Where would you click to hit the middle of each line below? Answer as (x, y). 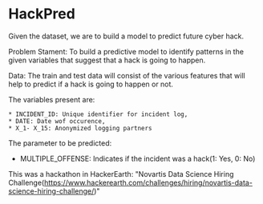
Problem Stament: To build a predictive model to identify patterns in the (126, 51)
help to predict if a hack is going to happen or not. (91, 84)
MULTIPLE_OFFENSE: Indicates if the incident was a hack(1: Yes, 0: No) (138, 158)
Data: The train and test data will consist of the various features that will (127, 75)
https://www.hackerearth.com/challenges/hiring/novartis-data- (148, 182)
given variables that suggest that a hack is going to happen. (107, 60)
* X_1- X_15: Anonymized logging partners (80, 128)
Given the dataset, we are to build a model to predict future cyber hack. (126, 36)
